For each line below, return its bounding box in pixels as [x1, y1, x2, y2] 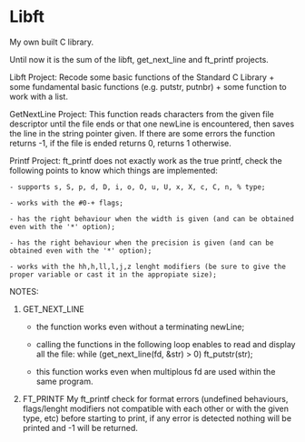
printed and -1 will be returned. [22, 422, 139, 433]
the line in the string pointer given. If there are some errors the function [9, 127, 275, 138]
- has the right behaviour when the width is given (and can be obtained [9, 214, 295, 224]
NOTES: [9, 286, 39, 296]
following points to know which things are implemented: [9, 165, 218, 176]
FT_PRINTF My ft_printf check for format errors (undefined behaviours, [22, 393, 289, 404]
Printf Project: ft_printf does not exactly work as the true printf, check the [9, 155, 283, 166]
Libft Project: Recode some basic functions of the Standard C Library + [9, 71, 275, 83]
